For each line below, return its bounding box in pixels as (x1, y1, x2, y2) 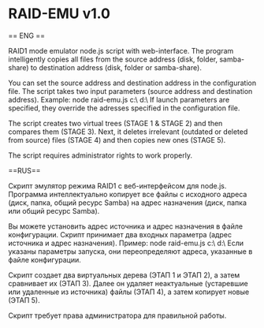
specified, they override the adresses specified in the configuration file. (8, 103, 240, 113)
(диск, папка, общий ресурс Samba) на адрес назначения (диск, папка (8, 198, 247, 207)
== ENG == (8, 31, 46, 40)
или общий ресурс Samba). (8, 206, 100, 215)
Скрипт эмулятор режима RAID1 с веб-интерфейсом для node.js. (8, 181, 227, 190)
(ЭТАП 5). (8, 295, 41, 304)
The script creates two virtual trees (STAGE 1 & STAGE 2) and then (8, 118, 223, 128)
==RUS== (8, 166, 41, 175)
